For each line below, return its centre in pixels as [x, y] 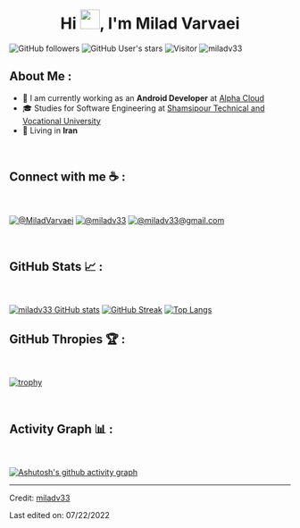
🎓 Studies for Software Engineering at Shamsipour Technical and [143, 108]
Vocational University [61, 121]
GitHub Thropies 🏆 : [67, 339]
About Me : [41, 76]
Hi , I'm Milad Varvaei [150, 24]
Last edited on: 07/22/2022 [59, 515]
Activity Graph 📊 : [61, 429]
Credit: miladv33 [40, 498]
